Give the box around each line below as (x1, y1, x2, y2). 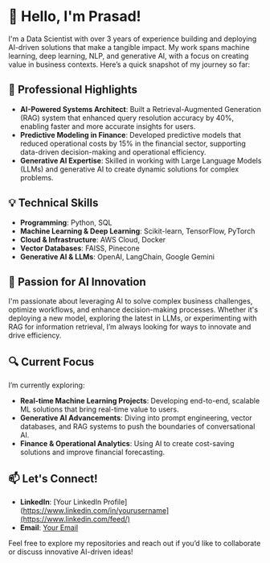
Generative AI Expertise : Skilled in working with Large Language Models (19, 155, 262, 165)
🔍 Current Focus (8, 354, 95, 369)
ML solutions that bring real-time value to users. (19, 404, 179, 414)
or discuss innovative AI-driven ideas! (8, 547, 134, 557)
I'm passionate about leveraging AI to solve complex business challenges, (8, 296, 253, 306)
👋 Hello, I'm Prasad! (8, 7, 142, 26)
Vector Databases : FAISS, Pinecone (19, 243, 141, 253)
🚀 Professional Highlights (8, 83, 138, 97)
